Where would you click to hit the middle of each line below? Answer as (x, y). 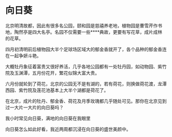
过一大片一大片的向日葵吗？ (35, 107)
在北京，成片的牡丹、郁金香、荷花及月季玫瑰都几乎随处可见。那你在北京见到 (86, 101)
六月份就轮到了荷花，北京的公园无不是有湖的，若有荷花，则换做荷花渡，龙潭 (86, 84)
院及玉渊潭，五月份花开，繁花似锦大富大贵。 (52, 73)
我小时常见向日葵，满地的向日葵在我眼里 (48, 118)
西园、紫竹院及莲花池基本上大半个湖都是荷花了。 (57, 90)
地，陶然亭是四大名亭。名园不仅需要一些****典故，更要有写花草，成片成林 (84, 32)
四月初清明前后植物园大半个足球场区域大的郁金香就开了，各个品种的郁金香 (84, 49)
